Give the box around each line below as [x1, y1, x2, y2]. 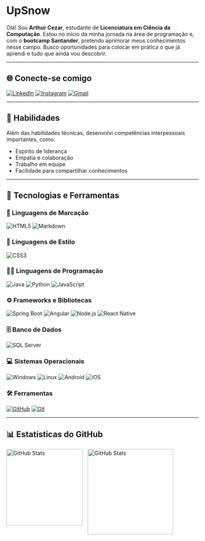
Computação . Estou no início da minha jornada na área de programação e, [6, 30, 195, 37]
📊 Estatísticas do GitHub [6, 429, 103, 440]
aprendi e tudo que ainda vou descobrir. [6, 49, 107, 57]
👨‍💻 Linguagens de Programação [6, 267, 104, 275]
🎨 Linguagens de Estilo [6, 238, 75, 246]
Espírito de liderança [15, 147, 67, 154]
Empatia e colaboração [15, 154, 74, 161]
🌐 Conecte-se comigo [6, 73, 92, 84]
